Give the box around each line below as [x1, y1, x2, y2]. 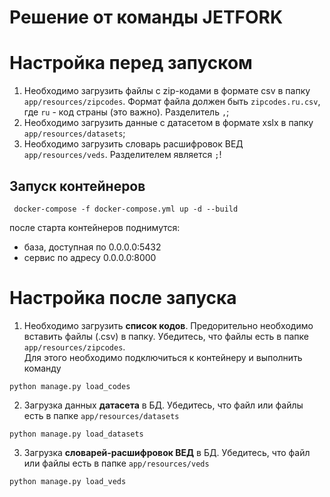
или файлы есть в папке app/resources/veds [23, 457, 210, 469]
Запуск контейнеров [9, 177, 146, 195]
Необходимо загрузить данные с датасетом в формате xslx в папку [23, 117, 314, 129]
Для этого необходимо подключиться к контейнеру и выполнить [23, 351, 303, 363]
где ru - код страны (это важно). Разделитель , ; [23, 106, 230, 118]
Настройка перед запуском [9, 52, 253, 75]
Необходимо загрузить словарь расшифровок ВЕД [23, 138, 244, 150]
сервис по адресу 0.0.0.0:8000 [23, 251, 157, 263]
